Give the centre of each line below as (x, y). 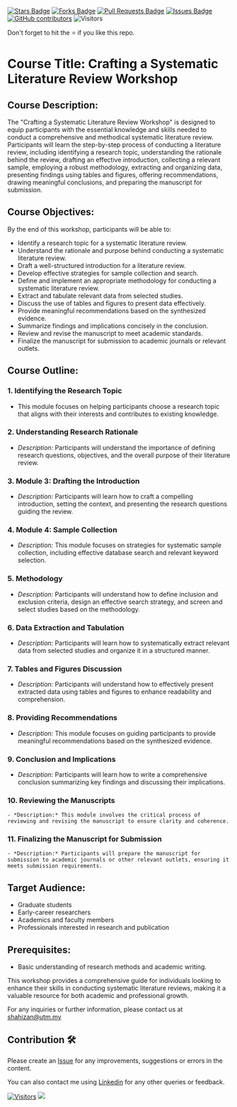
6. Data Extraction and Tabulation (66, 627)
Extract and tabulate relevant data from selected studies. (100, 296)
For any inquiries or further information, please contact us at (95, 1009)
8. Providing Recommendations (63, 718)
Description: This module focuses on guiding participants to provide (116, 733)
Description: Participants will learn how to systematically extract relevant (123, 643)
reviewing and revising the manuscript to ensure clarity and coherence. (118, 821)
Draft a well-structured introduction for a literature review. (102, 265)
